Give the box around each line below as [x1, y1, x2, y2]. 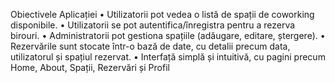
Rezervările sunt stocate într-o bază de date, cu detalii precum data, [10, 40, 291, 52]
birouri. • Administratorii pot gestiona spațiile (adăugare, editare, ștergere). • [10, 30, 326, 41]
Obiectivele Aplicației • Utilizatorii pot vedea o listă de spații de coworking [10, 9, 315, 20]
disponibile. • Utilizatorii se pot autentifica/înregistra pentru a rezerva [10, 19, 296, 31]
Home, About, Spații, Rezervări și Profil [10, 62, 170, 73]
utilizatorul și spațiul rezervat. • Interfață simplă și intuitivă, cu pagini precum [10, 51, 326, 63]
